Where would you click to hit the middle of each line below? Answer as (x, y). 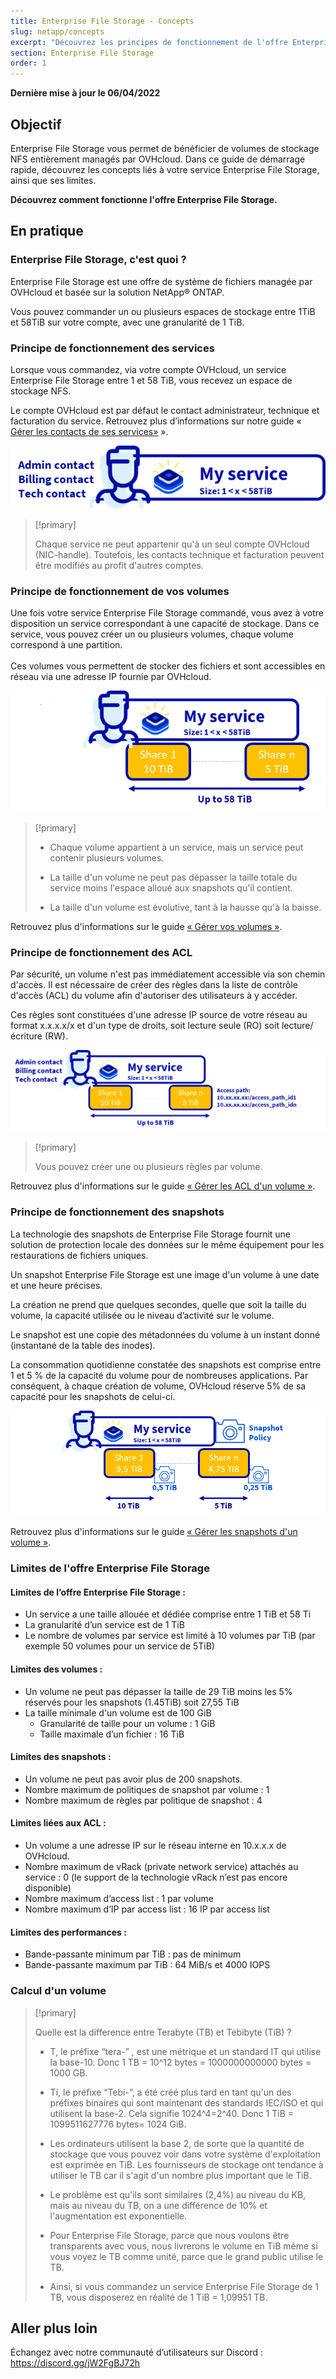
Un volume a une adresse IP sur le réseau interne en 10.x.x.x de (155, 1846)
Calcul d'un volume (58, 1991)
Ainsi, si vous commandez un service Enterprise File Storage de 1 (184, 2286)
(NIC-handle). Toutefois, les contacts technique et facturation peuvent (179, 554)
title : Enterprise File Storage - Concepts (102, 21)
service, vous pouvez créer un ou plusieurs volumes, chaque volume (152, 634)
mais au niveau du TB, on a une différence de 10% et (158, 2205)
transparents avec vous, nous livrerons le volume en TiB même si (183, 2246)
